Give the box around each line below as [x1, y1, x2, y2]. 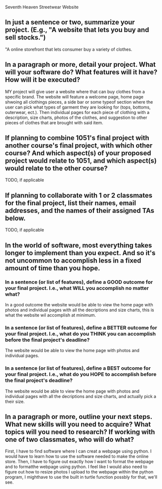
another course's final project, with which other [5, 141, 153, 150]
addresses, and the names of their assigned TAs [5, 207, 155, 215]
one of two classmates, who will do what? [5, 435, 134, 444]
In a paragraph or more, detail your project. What [5, 60, 156, 69]
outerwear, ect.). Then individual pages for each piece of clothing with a [5, 109, 150, 115]
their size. [5, 398, 25, 404]
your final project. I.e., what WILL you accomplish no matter [5, 284, 149, 291]
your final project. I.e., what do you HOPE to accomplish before [5, 371, 157, 378]
